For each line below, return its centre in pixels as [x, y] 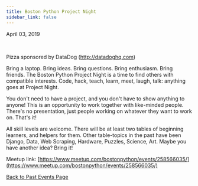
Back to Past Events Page [37, 177]
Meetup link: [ [23, 159]
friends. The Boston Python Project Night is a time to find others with [90, 74]
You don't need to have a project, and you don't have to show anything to [95, 99]
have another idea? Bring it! [40, 148]
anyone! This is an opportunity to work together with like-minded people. [95, 105]
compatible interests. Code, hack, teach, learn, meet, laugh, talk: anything [96, 81]
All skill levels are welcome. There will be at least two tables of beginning [95, 129]
